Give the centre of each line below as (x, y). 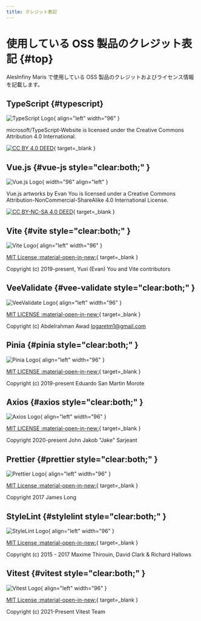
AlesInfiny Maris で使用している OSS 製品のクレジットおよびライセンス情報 (100, 77)
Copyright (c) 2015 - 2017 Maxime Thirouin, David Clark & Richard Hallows (99, 554)
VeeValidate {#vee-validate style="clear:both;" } (101, 288)
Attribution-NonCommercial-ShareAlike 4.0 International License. (87, 200)
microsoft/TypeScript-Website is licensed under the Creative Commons (95, 130)
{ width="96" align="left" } (75, 182)
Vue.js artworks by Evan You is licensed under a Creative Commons (91, 194)
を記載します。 (25, 84)
